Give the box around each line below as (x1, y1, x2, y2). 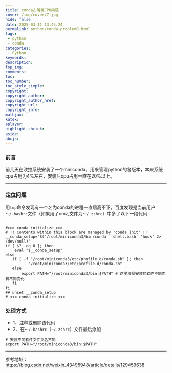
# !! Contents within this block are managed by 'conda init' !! (5, 230, 147, 235)
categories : (5, 46, 31, 51)
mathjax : (5, 112, 24, 118)
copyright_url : (5, 103, 38, 108)
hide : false (5, 17, 31, 22)
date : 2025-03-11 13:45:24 (5, 21, 63, 27)
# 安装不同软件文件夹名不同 (5, 337, 56, 343)
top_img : (5, 64, 24, 70)
